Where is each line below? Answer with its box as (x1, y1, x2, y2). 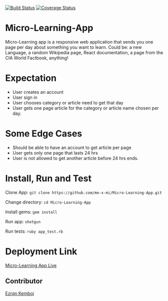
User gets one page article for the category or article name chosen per (12, 105, 159, 111)
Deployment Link (5, 246, 78, 257)
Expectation (5, 73, 57, 84)
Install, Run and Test (5, 173, 92, 184)
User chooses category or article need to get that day (12, 99, 124, 105)
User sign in (12, 94, 38, 100)
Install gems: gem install (5, 209, 58, 215)
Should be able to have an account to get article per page (12, 144, 132, 150)
